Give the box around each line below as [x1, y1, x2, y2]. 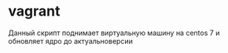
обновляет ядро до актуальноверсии [8, 36, 134, 45]
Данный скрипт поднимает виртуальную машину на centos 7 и [8, 28, 220, 37]
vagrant [8, 2, 61, 20]
